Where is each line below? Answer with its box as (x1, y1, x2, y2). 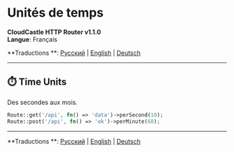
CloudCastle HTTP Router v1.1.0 (7, 28, 102, 36)
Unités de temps (7, 5, 104, 21)
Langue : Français (7, 35, 58, 43)
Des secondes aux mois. (7, 98, 78, 106)
